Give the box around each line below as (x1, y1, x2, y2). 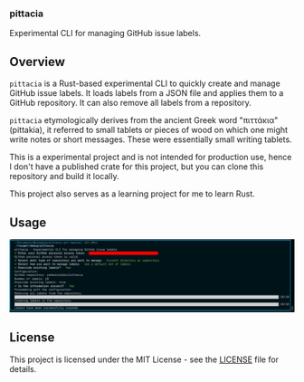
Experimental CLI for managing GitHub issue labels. (9, 28, 202, 39)
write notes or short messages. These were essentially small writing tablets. (9, 134, 292, 145)
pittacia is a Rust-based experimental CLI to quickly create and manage (9, 78, 280, 89)
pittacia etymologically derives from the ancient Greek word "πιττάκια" (9, 115, 279, 126)
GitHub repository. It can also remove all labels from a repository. (9, 98, 252, 109)
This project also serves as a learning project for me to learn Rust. (9, 188, 255, 199)
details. (9, 363, 37, 374)
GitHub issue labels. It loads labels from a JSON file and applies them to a (9, 88, 284, 99)
